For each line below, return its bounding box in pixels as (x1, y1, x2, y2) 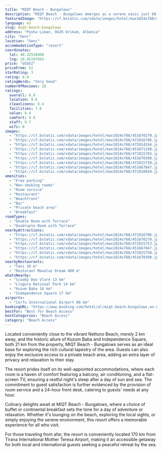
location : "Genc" (5, 39, 40, 44)
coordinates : (5, 47, 31, 52)
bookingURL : (5, 304, 29, 309)
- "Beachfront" (9, 196, 40, 201)
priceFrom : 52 (5, 66, 34, 71)
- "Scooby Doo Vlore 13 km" (9, 277, 66, 282)
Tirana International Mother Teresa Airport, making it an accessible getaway (5, 436, 156, 442)
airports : (5, 295, 25, 300)
